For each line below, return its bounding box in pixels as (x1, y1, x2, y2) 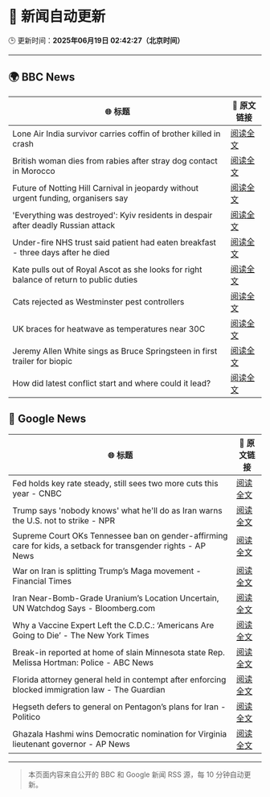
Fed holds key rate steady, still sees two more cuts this (12, 477, 219, 489)
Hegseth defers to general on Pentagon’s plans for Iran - (12, 701, 227, 712)
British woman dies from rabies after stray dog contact (12, 155, 219, 166)
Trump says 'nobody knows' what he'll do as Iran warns (12, 505, 223, 516)
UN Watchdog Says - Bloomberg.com (12, 602, 156, 613)
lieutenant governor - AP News (12, 738, 130, 750)
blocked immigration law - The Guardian (12, 683, 166, 695)
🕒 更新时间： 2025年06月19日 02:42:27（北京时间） (8, 35, 185, 45)
